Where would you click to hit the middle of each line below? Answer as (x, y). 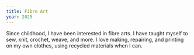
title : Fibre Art (27, 11)
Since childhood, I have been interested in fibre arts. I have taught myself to (97, 33)
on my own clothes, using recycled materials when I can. (75, 45)
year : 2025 (19, 17)
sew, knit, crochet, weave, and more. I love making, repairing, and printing (95, 39)
